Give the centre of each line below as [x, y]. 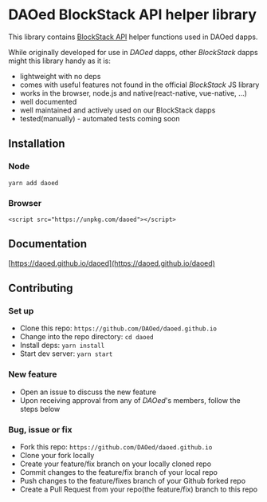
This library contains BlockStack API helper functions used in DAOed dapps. [133, 37]
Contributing [41, 289]
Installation [37, 144]
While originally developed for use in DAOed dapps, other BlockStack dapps [133, 52]
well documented [48, 101]
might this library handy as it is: [60, 61]
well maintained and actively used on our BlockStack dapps [118, 110]
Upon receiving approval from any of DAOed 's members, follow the [130, 400]
